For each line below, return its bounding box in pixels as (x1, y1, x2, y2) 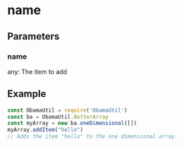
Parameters (7, 30, 60, 42)
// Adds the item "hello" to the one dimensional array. (7, 133, 178, 140)
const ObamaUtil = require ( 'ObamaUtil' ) (7, 107, 128, 114)
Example (7, 88, 47, 100)
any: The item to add (7, 67, 68, 76)
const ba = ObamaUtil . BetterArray (7, 113, 109, 120)
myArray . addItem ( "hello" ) (7, 127, 83, 134)
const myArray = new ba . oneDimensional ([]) (7, 119, 137, 127)
